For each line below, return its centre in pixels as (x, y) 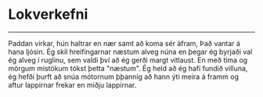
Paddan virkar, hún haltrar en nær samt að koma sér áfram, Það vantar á (124, 43)
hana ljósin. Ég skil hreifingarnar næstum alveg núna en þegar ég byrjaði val (130, 52)
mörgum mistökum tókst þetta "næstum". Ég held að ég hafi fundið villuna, (128, 68)
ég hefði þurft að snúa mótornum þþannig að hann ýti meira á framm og (123, 77)
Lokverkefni (48, 14)
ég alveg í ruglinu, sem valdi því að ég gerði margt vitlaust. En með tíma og (128, 59)
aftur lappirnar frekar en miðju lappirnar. (72, 84)
